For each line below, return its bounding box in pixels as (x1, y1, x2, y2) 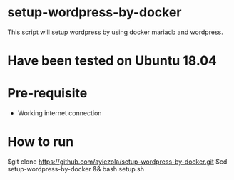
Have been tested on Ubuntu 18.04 (7, 53, 218, 69)
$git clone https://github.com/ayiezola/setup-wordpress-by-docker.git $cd (7, 157, 228, 166)
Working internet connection (17, 109, 102, 117)
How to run (7, 134, 74, 150)
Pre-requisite (7, 85, 88, 102)
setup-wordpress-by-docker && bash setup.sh (7, 165, 145, 173)
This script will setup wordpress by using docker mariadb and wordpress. (7, 28, 223, 36)
